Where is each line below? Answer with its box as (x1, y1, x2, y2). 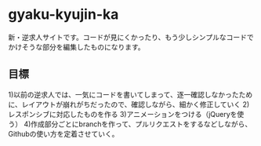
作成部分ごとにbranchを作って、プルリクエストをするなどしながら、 (31, 119, 252, 129)
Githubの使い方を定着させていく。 (8, 129, 119, 138)
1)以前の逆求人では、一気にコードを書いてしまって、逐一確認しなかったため (8, 89, 253, 99)
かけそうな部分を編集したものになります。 (8, 42, 145, 52)
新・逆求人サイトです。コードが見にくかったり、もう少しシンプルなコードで (8, 32, 254, 42)
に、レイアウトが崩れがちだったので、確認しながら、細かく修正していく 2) (8, 100, 250, 109)
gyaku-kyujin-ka (8, 5, 119, 24)
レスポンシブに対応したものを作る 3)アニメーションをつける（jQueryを (8, 109, 237, 119)
